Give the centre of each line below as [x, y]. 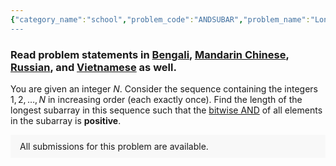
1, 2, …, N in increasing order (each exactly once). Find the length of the [156, 99]
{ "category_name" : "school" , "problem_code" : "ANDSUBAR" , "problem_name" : [160, 19]
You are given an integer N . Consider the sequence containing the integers [164, 88]
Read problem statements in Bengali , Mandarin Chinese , [150, 54]
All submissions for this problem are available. [114, 146]
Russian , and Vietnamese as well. [93, 67]
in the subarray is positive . [66, 120]
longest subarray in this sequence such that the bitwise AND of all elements [166, 110]
